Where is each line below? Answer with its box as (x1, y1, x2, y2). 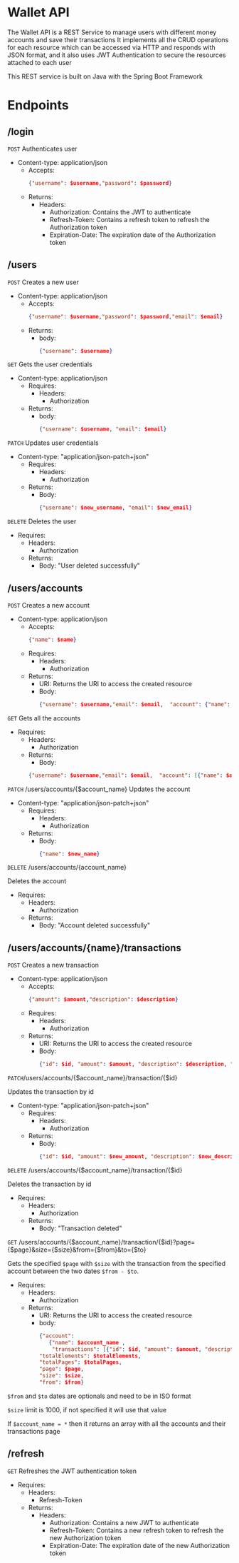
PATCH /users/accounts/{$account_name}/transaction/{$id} (7, 1074, 178, 1082)
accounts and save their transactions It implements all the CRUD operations (7, 35, 229, 44)
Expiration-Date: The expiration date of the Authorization (49, 230, 216, 239)
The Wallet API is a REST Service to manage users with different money (7, 28, 217, 36)
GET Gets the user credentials (7, 360, 92, 368)
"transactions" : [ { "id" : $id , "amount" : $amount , (52, 1345, 202, 1353)
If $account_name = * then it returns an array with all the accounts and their (7, 1419, 226, 1428)
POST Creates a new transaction (7, 961, 100, 970)
